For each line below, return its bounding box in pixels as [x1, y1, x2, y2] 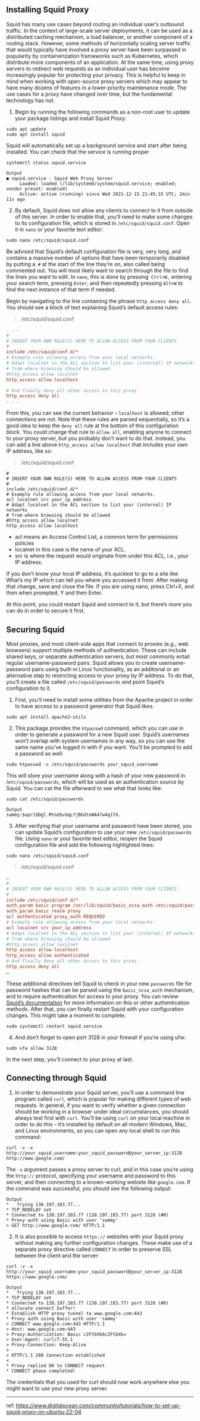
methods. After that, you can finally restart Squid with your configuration [6, 1005, 184, 1012]
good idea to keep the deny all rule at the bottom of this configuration [6, 422, 179, 429]
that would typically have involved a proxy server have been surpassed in [6, 46, 186, 53]
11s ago [6, 196, 26, 202]
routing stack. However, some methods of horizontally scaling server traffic [6, 39, 191, 47]
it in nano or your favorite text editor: [14, 226, 103, 233]
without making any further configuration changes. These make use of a [14, 1239, 192, 1246]
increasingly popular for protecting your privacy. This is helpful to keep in [6, 71, 186, 78]
